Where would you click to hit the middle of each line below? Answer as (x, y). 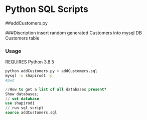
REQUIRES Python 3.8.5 (30, 62)
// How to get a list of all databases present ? (56, 89)
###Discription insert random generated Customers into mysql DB (73, 32)
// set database (22, 98)
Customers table (22, 38)
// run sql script (24, 108)
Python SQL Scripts (47, 9)
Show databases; (22, 94)
